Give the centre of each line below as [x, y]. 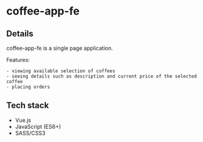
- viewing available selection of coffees [61, 71]
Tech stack [28, 105]
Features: [18, 60]
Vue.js [23, 120]
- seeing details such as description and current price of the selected [102, 76]
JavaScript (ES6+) [38, 126]
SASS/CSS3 [30, 133]
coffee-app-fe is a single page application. [60, 48]
